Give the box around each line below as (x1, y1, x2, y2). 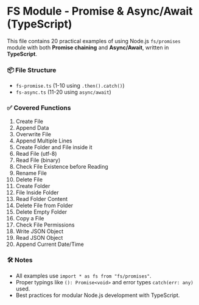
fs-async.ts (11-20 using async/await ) (15, 88, 111, 96)
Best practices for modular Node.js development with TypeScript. (15, 291, 180, 299)
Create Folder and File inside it (15, 143, 93, 150)
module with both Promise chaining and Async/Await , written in (7, 44, 169, 51)
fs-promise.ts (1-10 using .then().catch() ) (15, 82, 125, 89)
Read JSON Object (15, 234, 63, 241)
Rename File (15, 169, 47, 177)
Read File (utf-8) (15, 150, 57, 157)
